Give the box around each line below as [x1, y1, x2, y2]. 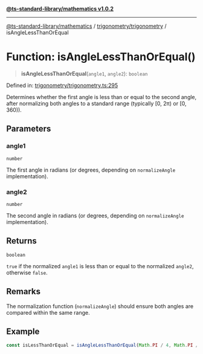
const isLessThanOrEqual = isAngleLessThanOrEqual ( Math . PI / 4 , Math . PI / [6, 343, 199, 349]
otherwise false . [6, 269, 48, 276]
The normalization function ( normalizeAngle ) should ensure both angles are [6, 302, 194, 310]
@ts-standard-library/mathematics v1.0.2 [6, 5, 114, 12]
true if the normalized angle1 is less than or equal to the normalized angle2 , [6, 262, 194, 269]
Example [6, 326, 40, 336]
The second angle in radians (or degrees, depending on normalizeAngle [6, 211, 184, 219]
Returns [6, 236, 37, 246]
